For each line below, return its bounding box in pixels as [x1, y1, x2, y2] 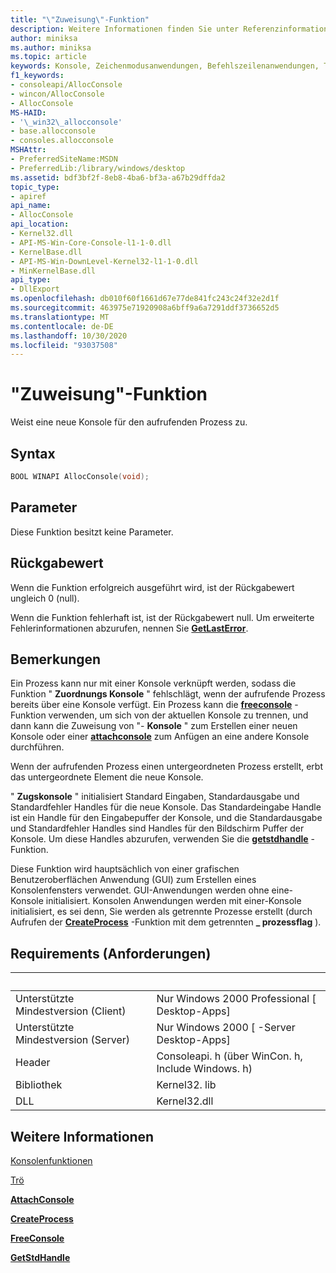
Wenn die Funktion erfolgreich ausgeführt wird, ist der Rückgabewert [10, 581, 295, 593]
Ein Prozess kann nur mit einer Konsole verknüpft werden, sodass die [10, 677, 297, 690]
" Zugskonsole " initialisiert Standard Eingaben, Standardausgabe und [10, 791, 300, 803]
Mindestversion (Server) [15, 1033, 130, 1047]
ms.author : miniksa [10, 42, 92, 53]
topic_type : [10, 182, 60, 192]
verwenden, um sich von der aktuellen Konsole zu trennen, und [48, 709, 309, 721]
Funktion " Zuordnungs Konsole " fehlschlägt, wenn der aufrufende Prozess [10, 688, 326, 700]
